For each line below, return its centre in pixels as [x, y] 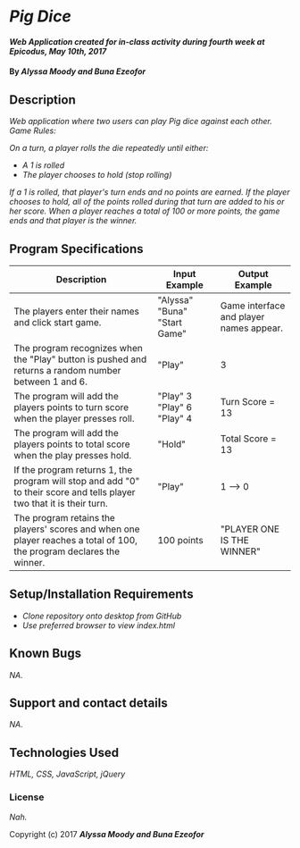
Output [254, 274]
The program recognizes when [78, 348]
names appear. [252, 328]
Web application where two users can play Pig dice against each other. [141, 122]
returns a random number [67, 370]
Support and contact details [88, 703]
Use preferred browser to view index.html [99, 625]
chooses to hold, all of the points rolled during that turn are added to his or [147, 202]
